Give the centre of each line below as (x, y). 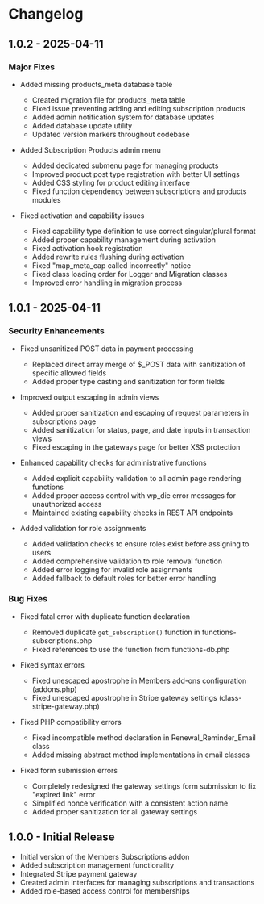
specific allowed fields (69, 373)
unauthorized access (67, 504)
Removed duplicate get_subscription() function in (116, 632)
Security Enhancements (56, 331)
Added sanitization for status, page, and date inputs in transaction (141, 429)
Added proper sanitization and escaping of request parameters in (140, 412)
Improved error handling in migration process (107, 282)
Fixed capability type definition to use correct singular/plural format (144, 231)
